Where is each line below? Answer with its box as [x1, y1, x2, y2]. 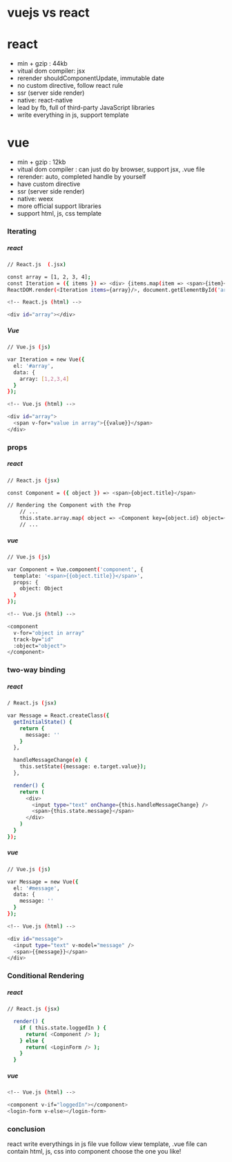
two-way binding [7, 665, 66, 675]
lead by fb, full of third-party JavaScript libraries [17, 104, 155, 112]
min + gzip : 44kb [17, 59, 68, 68]
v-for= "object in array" [13, 629, 85, 637]
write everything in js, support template [17, 111, 129, 119]
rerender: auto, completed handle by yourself [17, 173, 146, 181]
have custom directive [17, 180, 81, 188]
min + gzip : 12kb [17, 158, 66, 167]
